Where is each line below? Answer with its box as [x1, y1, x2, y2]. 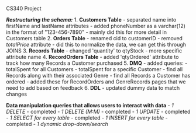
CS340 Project [6, 5, 42, 12]
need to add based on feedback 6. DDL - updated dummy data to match [6, 85, 180, 91]
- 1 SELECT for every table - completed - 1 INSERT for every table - [6, 114, 168, 121]
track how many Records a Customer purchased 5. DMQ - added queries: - [6, 60, 188, 66]
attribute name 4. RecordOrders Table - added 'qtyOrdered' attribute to [6, 54, 179, 60]
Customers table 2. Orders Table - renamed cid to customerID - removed [6, 35, 183, 41]
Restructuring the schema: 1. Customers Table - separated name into [6, 16, 177, 23]
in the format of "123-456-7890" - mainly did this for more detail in [6, 29, 167, 36]
